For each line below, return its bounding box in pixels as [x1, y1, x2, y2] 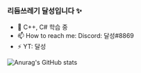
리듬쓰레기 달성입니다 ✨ [7, 6, 82, 15]
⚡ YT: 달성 [17, 43, 47, 51]
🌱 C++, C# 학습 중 [17, 23, 68, 32]
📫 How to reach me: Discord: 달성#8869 [17, 32, 134, 40]
